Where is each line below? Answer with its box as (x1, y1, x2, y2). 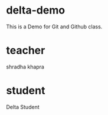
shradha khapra (6, 63, 44, 70)
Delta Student (6, 103, 40, 110)
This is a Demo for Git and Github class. (6, 23, 103, 30)
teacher (6, 44, 45, 57)
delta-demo (6, 4, 66, 17)
